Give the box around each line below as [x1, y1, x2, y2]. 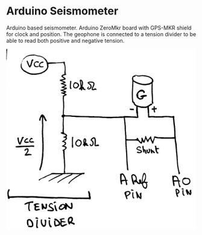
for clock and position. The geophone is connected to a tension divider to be [6, 30, 197, 37]
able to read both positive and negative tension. [6, 37, 125, 44]
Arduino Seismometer [6, 4, 119, 18]
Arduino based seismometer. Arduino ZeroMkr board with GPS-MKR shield [6, 24, 192, 31]
